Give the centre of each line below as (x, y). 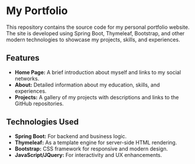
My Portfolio (37, 11)
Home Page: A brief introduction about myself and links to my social (98, 72)
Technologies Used (42, 122)
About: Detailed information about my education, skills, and (87, 85)
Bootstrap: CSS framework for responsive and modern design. (91, 149)
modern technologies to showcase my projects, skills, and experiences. (93, 39)
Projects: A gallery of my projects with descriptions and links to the (97, 97)
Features (23, 58)
